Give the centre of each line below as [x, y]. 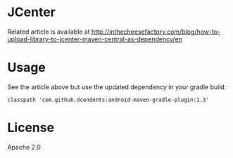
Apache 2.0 [24, 147]
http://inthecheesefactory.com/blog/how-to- [156, 32]
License [31, 128]
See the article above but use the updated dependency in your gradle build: [117, 87]
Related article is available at [49, 32]
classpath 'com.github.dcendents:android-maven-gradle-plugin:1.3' [108, 100]
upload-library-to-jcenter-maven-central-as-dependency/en [95, 39]
